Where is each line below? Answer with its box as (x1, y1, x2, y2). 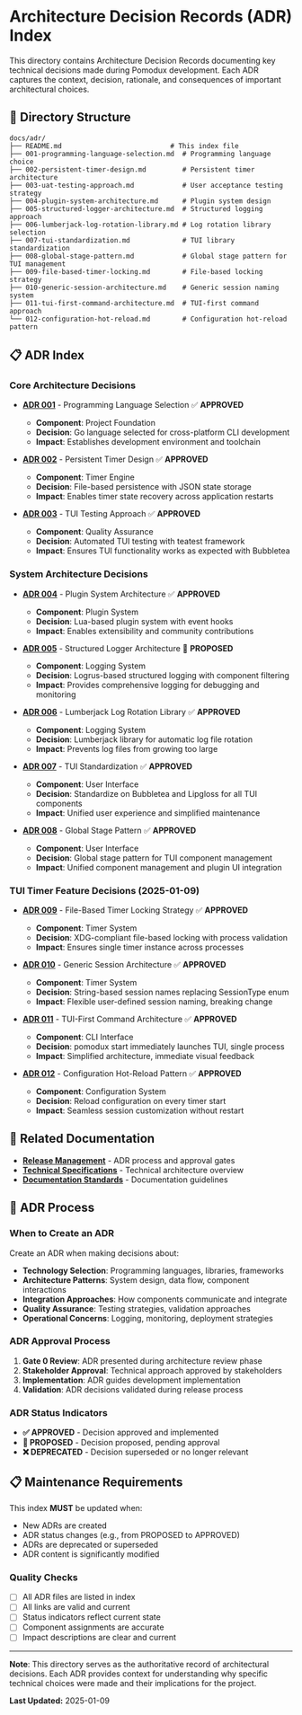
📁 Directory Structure (9, 110, 132, 125)
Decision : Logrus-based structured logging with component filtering (35, 669, 290, 680)
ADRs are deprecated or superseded (22, 1539, 159, 1550)
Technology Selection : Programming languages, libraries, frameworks (22, 1265, 285, 1276)
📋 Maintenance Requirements (9, 1474, 183, 1490)
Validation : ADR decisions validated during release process (22, 1383, 244, 1394)
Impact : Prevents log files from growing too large (35, 743, 218, 754)
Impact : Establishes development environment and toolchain (35, 437, 261, 447)
